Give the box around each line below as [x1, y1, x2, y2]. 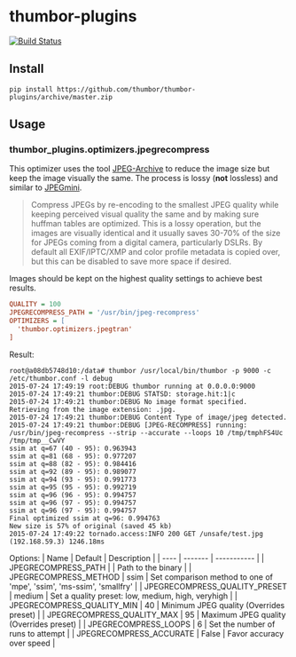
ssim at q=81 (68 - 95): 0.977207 [9, 451, 137, 461]
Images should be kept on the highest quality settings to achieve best [9, 273, 263, 284]
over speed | [9, 637, 56, 648]
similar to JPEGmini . [9, 182, 82, 193]
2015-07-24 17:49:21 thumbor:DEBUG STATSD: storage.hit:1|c [9, 389, 237, 399]
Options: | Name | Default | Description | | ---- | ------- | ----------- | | [9, 552, 265, 563]
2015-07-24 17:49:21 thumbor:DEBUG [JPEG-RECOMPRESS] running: [9, 420, 248, 430]
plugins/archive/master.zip [9, 92, 113, 101]
